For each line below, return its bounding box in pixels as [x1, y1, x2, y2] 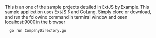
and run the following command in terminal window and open [5, 14, 128, 19]
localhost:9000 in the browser [5, 19, 66, 25]
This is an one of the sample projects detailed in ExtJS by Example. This [5, 4, 149, 9]
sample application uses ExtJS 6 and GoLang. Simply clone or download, [5, 9, 152, 15]
